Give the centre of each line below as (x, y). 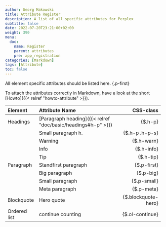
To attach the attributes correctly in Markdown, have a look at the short (78, 93)
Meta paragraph (58, 189)
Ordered (17, 211)
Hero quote (52, 200)
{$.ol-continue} (140, 214)
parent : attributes (34, 51)
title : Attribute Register (33, 14)
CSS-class (145, 110)
